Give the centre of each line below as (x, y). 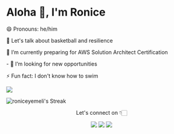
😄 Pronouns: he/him (32, 29)
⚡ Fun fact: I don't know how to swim (52, 76)
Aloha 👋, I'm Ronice (56, 12)
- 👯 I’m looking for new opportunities (52, 64)
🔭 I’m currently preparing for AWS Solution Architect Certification (87, 52)
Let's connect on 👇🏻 (101, 112)
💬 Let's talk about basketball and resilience (60, 40)
